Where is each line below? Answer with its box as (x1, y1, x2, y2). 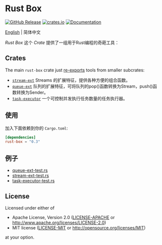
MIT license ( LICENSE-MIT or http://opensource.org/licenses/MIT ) (12, 224, 146, 230)
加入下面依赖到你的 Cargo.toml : (5, 125, 68, 131)
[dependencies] (5, 135, 36, 140)
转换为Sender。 (16, 89, 49, 95)
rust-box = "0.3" (5, 139, 40, 144)
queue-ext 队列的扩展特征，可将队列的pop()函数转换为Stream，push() (12, 83, 153, 89)
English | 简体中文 (5, 29, 41, 35)
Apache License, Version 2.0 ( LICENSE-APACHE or (12, 214, 115, 220)
